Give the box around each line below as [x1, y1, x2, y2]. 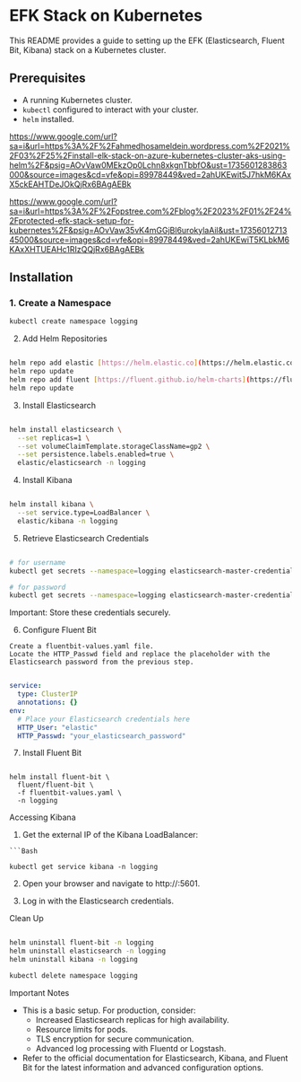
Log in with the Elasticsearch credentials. [21, 895, 175, 907]
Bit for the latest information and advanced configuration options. [21, 1061, 264, 1073]
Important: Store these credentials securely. [9, 607, 171, 618]
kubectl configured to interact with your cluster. [21, 104, 199, 115]
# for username [9, 558, 66, 567]
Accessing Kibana [9, 812, 76, 822]
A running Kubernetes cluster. [21, 94, 133, 105]
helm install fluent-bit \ [9, 773, 110, 782]
